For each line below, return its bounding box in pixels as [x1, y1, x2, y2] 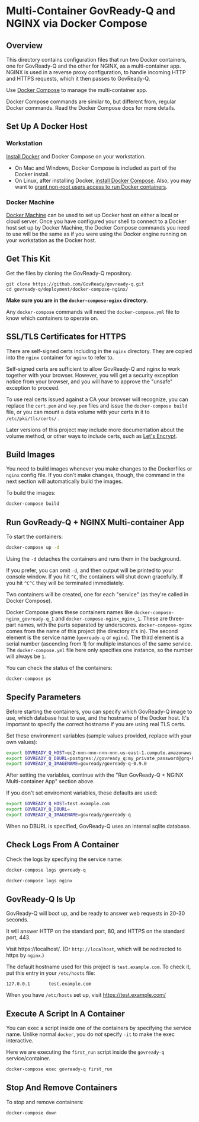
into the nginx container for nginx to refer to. [6, 354, 114, 361]
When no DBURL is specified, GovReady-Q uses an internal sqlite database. [6, 822, 191, 829]
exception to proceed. [6, 384, 60, 391]
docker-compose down [6, 1110, 57, 1116]
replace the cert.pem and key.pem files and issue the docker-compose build [6, 402, 188, 409]
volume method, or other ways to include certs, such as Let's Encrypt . [6, 432, 178, 440]
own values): [6, 738, 37, 745]
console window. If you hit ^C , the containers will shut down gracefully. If [6, 573, 184, 580]
